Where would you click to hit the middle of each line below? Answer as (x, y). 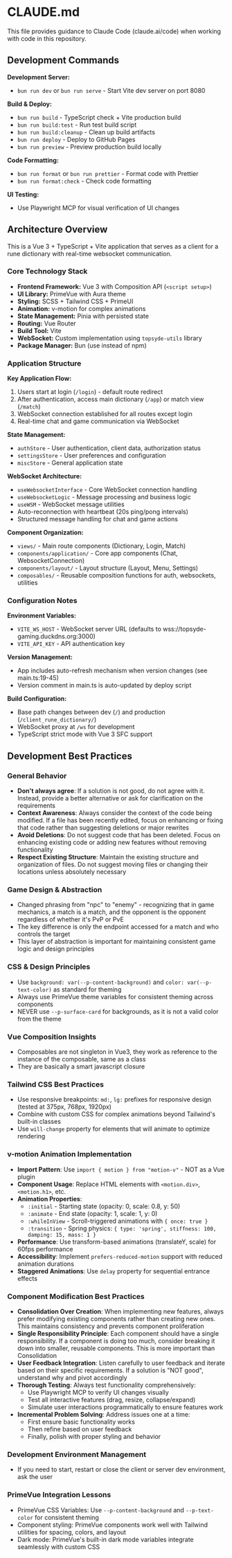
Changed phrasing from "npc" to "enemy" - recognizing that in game (116, 905)
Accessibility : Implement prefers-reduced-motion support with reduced (120, 1256)
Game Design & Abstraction (55, 890)
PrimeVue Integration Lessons (59, 1495)
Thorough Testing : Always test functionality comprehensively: (106, 1385)
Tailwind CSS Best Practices (55, 1084)
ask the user (35, 1477)
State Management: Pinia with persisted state (83, 316)
